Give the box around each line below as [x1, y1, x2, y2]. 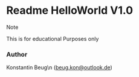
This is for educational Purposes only [6, 35, 99, 42]
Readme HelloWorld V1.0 [6, 4, 134, 17]
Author [6, 50, 28, 58]
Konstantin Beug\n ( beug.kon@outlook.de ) [6, 64, 113, 71]
